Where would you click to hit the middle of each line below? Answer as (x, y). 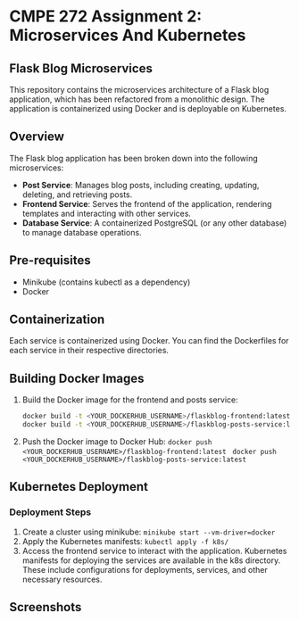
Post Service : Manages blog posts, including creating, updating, (141, 185)
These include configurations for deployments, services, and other (145, 569)
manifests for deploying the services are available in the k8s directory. (151, 560)
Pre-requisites (50, 261)
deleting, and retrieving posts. (77, 195)
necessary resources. (62, 579)
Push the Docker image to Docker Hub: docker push (117, 442)
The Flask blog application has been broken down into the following (134, 158)
